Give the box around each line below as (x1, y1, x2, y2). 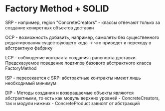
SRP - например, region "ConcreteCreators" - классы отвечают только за (5, 19, 161, 25)
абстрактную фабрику (5, 45, 53, 51)
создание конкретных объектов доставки (5, 24, 94, 30)
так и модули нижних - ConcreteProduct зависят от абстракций (5, 100, 140, 106)
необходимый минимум (5, 80, 56, 86)
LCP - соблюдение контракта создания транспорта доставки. (5, 54, 137, 60)
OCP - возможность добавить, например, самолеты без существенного (5, 34, 160, 40)
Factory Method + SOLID (5, 3, 109, 14)
